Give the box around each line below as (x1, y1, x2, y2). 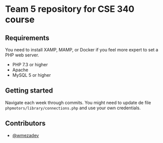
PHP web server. (5, 52, 40, 58)
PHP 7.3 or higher (12, 62, 48, 67)
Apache (12, 67, 29, 73)
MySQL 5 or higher (12, 72, 51, 78)
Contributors (5, 119, 46, 128)
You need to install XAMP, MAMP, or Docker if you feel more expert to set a (5, 47, 159, 52)
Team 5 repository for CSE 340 (5, 3, 135, 15)
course (5, 14, 35, 25)
